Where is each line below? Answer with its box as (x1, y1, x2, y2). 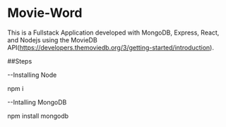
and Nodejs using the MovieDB (7, 35, 97, 44)
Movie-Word (7, 5, 83, 21)
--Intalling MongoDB (7, 97, 67, 107)
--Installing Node (7, 71, 57, 79)
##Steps (7, 56, 32, 65)
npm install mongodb (7, 111, 69, 120)
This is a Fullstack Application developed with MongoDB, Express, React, (7, 28, 220, 37)
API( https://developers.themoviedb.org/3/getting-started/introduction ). (7, 43, 214, 52)
